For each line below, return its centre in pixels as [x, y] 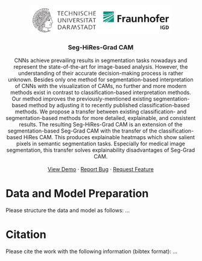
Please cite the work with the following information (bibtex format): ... [91, 251]
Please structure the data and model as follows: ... [68, 210]
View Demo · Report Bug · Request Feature [101, 169]
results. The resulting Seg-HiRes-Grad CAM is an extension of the [101, 125]
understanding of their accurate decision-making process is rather [101, 74]
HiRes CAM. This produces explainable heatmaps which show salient [109, 137]
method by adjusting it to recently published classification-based [109, 105]
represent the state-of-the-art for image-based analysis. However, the [101, 67]
